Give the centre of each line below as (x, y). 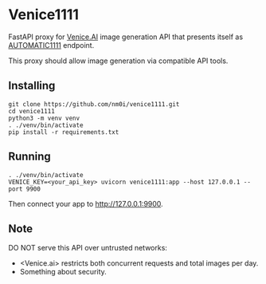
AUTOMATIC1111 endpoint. (51, 45)
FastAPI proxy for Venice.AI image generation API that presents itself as (126, 37)
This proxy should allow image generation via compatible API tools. (118, 61)
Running (30, 157)
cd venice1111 (32, 111)
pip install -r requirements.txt (64, 132)
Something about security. (63, 272)
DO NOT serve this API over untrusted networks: (88, 248)
